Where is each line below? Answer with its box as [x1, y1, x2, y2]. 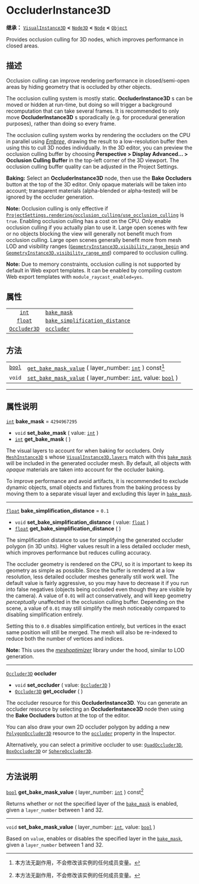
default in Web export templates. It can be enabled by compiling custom [6, 266, 182, 274]
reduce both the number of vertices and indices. [6, 635, 124, 642]
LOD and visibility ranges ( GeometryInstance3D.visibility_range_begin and [6, 243, 190, 250]
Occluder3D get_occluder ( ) [14, 688, 83, 695]
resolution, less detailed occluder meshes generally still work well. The [6, 573, 179, 580]
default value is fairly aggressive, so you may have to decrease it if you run [6, 579, 190, 586]
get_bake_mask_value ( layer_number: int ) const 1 [27, 362, 165, 372]
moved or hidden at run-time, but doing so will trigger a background [6, 101, 172, 108]
